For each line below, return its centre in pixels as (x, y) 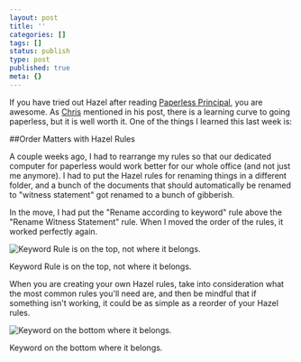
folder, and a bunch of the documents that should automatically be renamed (150, 185)
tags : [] (26, 43)
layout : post (34, 18)
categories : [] (38, 34)
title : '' (28, 26)
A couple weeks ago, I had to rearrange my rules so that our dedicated (141, 156)
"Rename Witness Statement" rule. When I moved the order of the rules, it (146, 221)
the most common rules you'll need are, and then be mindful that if (133, 293)
